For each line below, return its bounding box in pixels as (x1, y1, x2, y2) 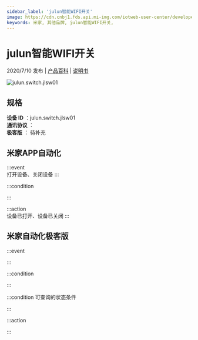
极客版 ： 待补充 (6, 129, 46, 136)
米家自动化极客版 (6, 231, 69, 241)
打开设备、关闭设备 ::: (6, 171, 59, 178)
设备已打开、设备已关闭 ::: (6, 212, 70, 219)
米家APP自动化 (6, 148, 61, 158)
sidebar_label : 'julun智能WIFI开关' (6, 8, 93, 15)
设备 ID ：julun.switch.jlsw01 (6, 114, 76, 121)
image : (6, 14, 23, 20)
